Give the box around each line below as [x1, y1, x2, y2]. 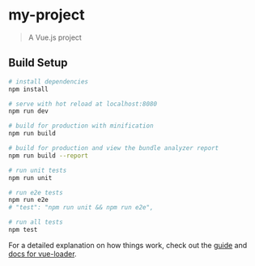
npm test [8, 225, 38, 234]
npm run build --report [8, 152, 89, 160]
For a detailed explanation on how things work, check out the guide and [8, 240, 248, 250]
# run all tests [8, 218, 63, 226]
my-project [8, 6, 85, 24]
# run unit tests [8, 166, 67, 174]
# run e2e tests [8, 188, 63, 196]
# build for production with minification [8, 122, 154, 131]
